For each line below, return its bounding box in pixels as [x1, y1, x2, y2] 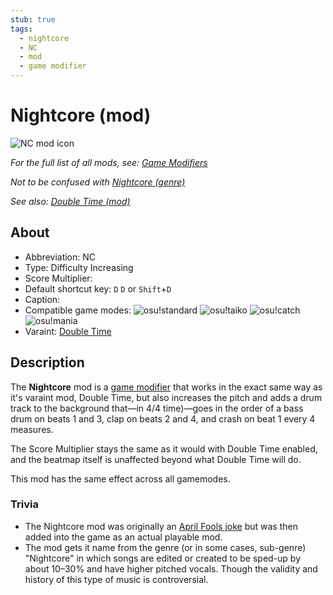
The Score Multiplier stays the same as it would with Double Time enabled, [10, 442, 318, 455]
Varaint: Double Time [24, 325, 112, 337]
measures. [10, 423, 54, 435]
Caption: [24, 293, 61, 305]
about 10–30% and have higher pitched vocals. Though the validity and [24, 562, 318, 575]
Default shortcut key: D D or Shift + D [24, 282, 172, 295]
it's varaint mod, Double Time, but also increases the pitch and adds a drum [10, 391, 323, 403]
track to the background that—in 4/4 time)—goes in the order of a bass [10, 402, 304, 414]
